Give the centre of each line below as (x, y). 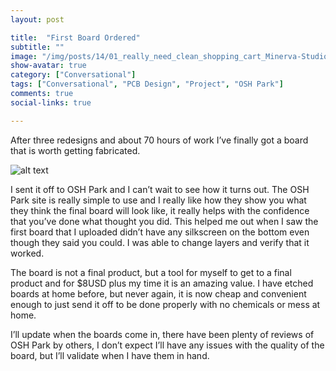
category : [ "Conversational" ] (73, 75)
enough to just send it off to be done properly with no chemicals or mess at (165, 304)
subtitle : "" (37, 47)
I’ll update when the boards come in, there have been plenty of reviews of (162, 334)
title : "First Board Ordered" (75, 37)
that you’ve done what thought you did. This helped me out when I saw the (164, 221)
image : (24, 56)
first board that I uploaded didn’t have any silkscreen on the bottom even (160, 232)
